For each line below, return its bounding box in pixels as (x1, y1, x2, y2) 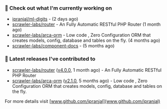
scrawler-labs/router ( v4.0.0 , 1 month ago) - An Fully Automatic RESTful (12, 67, 162, 73)
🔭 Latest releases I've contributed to (5, 56, 96, 63)
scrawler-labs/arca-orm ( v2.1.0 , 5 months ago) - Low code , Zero (12, 78, 148, 84)
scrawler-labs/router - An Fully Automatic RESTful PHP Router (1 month (12, 21, 161, 27)
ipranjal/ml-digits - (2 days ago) (12, 16, 78, 22)
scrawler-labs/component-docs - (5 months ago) (12, 43, 115, 49)
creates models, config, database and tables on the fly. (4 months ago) (12, 37, 160, 43)
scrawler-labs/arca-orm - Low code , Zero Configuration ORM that (12, 32, 151, 38)
